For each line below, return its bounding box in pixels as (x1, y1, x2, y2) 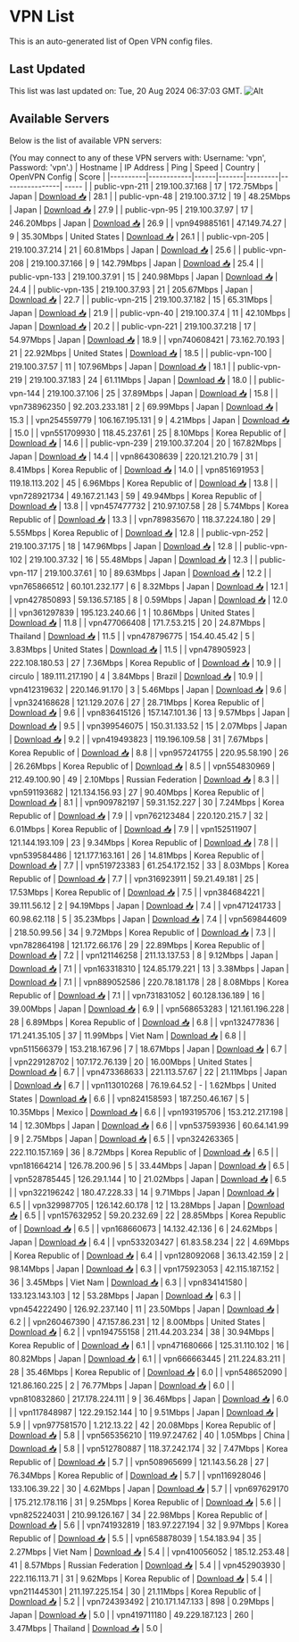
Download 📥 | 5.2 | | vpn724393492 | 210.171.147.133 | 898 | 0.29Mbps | (9, 1596, 275, 1606)
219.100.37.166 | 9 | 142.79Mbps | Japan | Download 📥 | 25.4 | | (30, 257, 264, 269)
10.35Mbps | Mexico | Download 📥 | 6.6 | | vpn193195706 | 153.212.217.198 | (9, 1106, 288, 1117)
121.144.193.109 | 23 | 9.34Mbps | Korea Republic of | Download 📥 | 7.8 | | (9, 837, 278, 847)
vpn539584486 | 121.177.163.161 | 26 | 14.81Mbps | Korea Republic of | (9, 850, 265, 861)
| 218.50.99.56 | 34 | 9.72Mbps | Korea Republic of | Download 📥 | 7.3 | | (9, 927, 277, 938)
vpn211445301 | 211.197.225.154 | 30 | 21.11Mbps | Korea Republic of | (9, 1586, 262, 1596)
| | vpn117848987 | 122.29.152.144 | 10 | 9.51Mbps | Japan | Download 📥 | (9, 1406, 279, 1417)
